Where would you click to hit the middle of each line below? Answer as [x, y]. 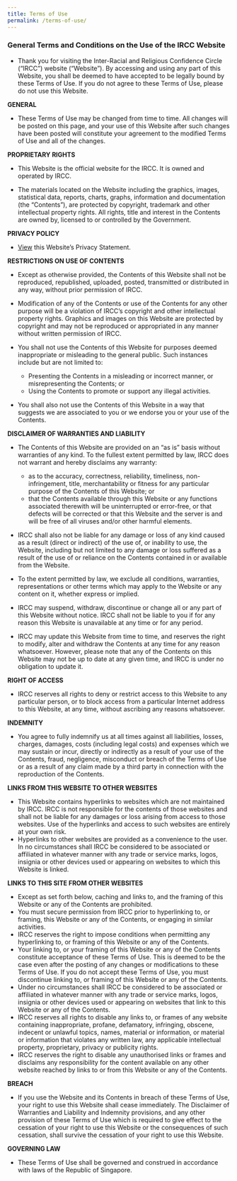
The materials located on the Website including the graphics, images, [118, 189]
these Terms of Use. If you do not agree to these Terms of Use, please [120, 83]
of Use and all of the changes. [62, 141]
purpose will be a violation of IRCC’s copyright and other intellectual [116, 311]
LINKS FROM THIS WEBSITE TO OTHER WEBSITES [82, 788]
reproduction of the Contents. [61, 774]
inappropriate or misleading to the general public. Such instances [113, 354]
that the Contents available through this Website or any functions [123, 498]
